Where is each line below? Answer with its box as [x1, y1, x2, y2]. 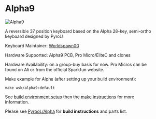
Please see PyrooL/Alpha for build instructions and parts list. [5, 108, 127, 114]
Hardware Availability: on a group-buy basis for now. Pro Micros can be [5, 61, 147, 67]
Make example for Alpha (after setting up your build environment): [5, 76, 137, 82]
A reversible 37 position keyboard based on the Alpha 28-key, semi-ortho [5, 28, 151, 34]
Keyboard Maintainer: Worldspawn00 [5, 43, 80, 48]
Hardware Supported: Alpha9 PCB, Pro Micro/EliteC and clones [5, 52, 131, 58]
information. [5, 99, 29, 104]
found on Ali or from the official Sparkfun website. [5, 66, 105, 73]
